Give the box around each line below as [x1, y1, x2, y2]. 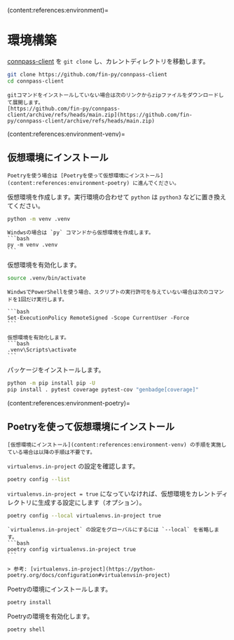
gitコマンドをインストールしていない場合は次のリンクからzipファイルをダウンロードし [7, 91, 224, 99]
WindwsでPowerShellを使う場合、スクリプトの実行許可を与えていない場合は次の [7, 288, 209, 296]
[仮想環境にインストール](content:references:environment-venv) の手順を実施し [7, 441, 227, 448]
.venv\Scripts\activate [7, 347, 77, 354]
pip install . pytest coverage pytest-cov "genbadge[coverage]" [7, 387, 199, 394]
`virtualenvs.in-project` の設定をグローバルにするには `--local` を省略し [7, 526, 214, 533]
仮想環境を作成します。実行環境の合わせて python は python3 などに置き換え [7, 193, 226, 201]
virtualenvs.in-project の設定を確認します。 [7, 461, 139, 470]
